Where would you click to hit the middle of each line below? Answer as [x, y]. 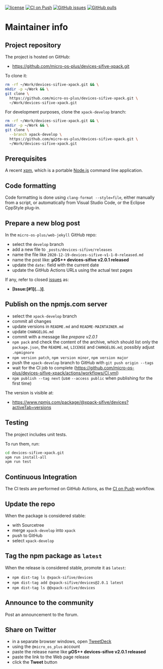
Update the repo [30, 504]
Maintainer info [36, 27]
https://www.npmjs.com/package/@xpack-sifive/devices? [70, 402]
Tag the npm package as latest [54, 556]
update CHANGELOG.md [33, 332]
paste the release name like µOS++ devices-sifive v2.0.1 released [79, 652]
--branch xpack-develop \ [36, 134]
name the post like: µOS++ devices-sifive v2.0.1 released [70, 260]
